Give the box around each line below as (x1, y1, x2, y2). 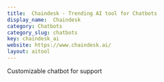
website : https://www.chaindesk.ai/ (7, 42, 111, 49)
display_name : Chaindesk (7, 16, 81, 23)
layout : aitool (7, 49, 51, 55)
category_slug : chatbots (7, 29, 78, 36)
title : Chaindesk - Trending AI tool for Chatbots (7, 10, 157, 17)
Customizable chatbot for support (7, 66, 102, 75)
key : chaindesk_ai (7, 36, 59, 42)
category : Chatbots (7, 23, 63, 29)
